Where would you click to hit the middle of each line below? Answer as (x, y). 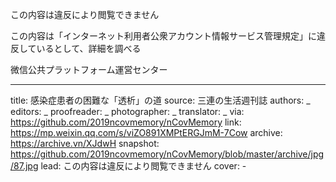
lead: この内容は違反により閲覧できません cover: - (143, 166)
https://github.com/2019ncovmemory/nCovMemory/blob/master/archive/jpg (167, 154)
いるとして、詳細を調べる (89, 48)
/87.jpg (24, 166)
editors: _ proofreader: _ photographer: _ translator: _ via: (127, 111)
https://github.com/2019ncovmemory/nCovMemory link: (126, 122)
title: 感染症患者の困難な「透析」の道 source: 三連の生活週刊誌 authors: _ (160, 100)
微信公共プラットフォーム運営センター (89, 69)
